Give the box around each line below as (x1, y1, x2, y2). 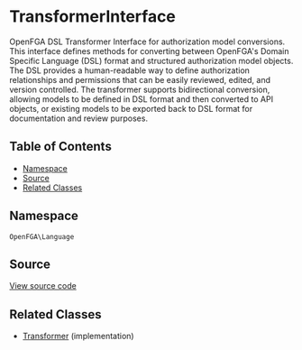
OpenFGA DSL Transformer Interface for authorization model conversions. (9, 36, 286, 47)
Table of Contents (9, 139, 113, 154)
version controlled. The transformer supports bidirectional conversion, (9, 84, 270, 95)
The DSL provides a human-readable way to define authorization (9, 65, 251, 76)
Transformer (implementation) (22, 331, 134, 342)
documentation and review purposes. (9, 113, 149, 124)
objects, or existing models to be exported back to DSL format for (9, 103, 253, 114)
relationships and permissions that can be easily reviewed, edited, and (9, 74, 271, 85)
